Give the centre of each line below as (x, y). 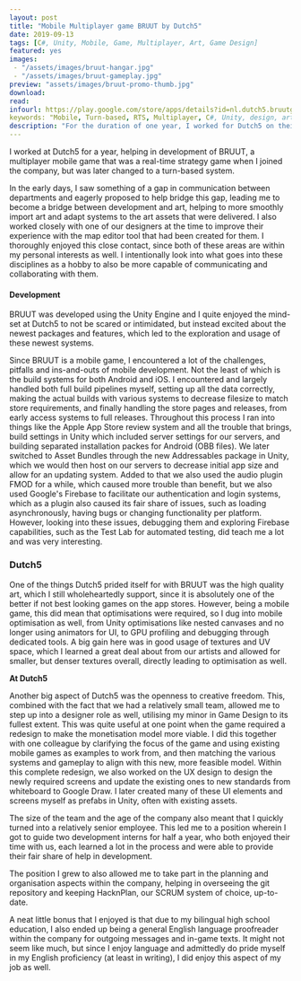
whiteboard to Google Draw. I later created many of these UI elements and (146, 791)
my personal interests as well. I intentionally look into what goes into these (146, 255)
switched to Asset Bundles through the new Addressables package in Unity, (149, 456)
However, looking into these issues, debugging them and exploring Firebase (149, 522)
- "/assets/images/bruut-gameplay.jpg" (88, 76)
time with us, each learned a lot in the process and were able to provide (142, 846)
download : (28, 92)
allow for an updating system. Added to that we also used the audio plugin (146, 475)
